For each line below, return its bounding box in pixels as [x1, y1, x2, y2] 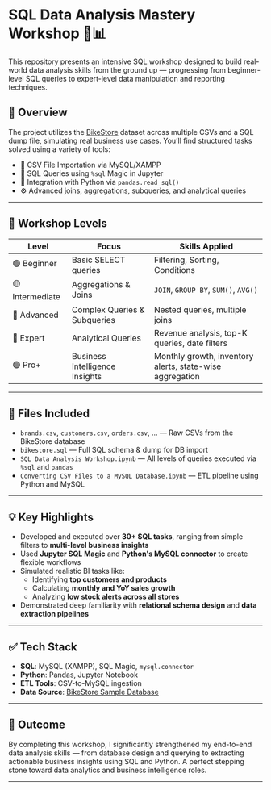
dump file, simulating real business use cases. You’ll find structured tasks [8, 136, 252, 145]
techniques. [8, 82, 48, 92]
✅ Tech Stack [8, 640, 78, 654]
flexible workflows [19, 558, 81, 567]
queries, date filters [153, 337, 228, 349]
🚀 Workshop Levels [8, 216, 107, 231]
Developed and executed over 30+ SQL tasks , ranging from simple [19, 532, 244, 541]
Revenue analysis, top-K [153, 327, 248, 338]
